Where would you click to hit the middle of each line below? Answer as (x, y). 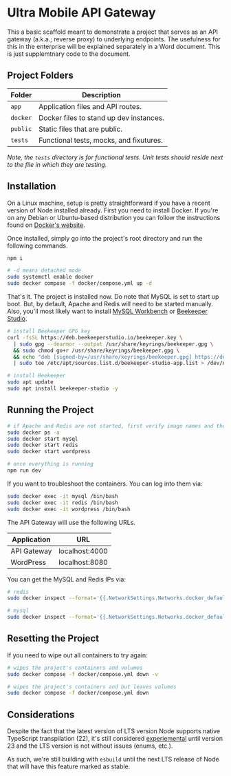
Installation (32, 187)
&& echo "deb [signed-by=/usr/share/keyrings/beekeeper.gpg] (103, 357)
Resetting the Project (53, 638)
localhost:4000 (83, 551)
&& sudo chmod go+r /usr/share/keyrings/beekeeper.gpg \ (97, 350)
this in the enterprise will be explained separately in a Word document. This (114, 46)
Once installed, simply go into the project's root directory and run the (105, 238)
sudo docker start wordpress (49, 452)
